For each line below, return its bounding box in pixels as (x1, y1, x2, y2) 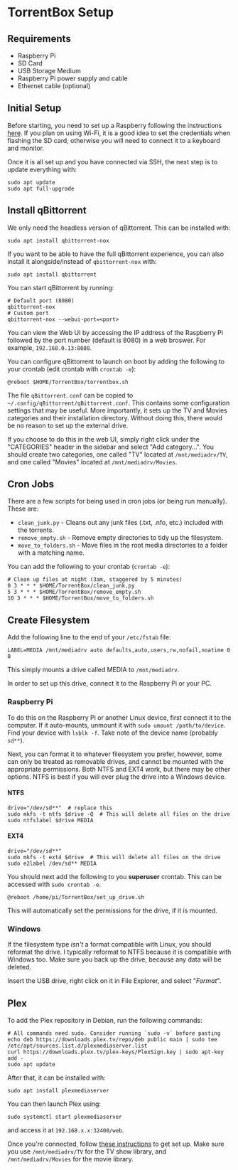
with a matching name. (17, 548, 85, 557)
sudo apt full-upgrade (7, 185, 75, 192)
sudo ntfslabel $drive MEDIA (7, 817, 94, 824)
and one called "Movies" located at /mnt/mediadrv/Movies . (7, 457, 178, 466)
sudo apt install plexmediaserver (7, 1087, 110, 1095)
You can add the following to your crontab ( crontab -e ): (7, 563, 171, 571)
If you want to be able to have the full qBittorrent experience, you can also (7, 250, 225, 258)
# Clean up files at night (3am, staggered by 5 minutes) (7, 576, 183, 583)
